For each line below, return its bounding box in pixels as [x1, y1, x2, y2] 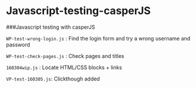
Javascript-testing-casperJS [6, 4, 151, 18]
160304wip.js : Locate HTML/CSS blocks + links [6, 63, 122, 71]
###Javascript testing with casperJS [6, 23, 95, 31]
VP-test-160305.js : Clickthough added [6, 75, 100, 82]
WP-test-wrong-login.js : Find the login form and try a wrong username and [6, 35, 191, 42]
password [6, 41, 31, 48]
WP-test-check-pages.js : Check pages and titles [6, 52, 125, 59]
